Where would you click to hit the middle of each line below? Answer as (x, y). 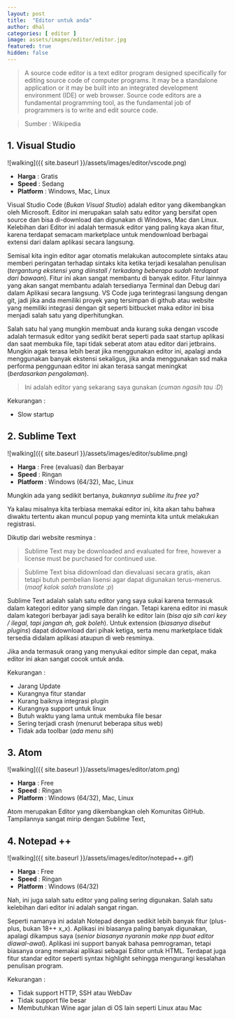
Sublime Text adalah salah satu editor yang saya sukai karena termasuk (110, 600)
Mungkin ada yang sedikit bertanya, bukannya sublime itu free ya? (103, 495)
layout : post (26, 14)
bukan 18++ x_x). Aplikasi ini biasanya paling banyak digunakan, (115, 929)
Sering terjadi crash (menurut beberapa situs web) (90, 723)
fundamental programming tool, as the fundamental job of (108, 102)
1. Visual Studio (41, 146)
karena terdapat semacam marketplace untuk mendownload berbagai (108, 234)
